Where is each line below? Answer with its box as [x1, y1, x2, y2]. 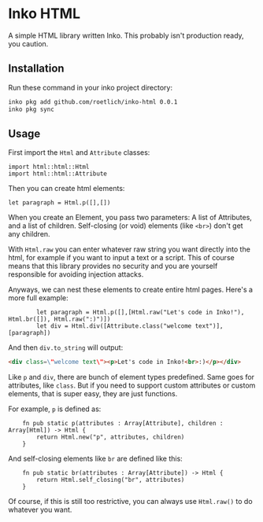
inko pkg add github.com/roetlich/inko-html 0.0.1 [8, 97, 178, 106]
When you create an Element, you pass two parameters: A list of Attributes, [8, 213, 252, 222]
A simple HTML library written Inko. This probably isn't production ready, [8, 31, 244, 40]
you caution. [8, 39, 49, 48]
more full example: [8, 293, 69, 303]
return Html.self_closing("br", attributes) [36, 476, 185, 484]
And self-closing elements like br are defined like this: [8, 454, 183, 464]
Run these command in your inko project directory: [8, 83, 173, 92]
